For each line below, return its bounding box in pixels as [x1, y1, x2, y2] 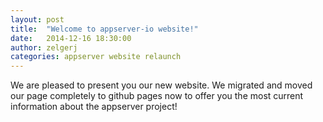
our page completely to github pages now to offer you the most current [10, 90, 304, 102]
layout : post [10, 14, 65, 25]
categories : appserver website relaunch [10, 52, 182, 62]
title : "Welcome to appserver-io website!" [10, 24, 199, 34]
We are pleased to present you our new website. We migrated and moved [10, 79, 313, 91]
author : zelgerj [10, 42, 78, 53]
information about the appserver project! [10, 101, 178, 113]
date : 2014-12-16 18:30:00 [10, 33, 132, 43]
